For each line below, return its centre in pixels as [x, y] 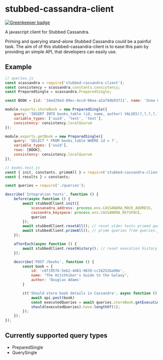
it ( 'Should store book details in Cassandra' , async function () [90, 293]
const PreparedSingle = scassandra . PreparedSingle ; [58, 92]
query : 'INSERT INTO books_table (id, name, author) [68, 114]
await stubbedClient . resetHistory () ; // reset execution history [90, 248]
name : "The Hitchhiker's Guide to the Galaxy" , [80, 275]
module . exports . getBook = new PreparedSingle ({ [54, 136]
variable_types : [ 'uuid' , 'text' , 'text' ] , [58, 118]
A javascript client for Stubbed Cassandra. [47, 32]
